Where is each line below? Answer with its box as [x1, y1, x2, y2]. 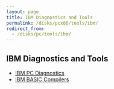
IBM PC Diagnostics [14, 69, 65, 76]
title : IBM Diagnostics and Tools [6, 14, 93, 20]
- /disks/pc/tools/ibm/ [11, 31, 71, 37]
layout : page [6, 8, 39, 15]
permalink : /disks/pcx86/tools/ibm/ [6, 20, 98, 26]
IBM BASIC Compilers [14, 76, 69, 83]
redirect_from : [6, 25, 45, 32]
